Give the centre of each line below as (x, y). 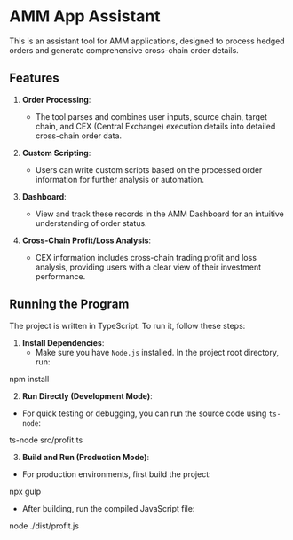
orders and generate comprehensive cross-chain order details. (124, 50)
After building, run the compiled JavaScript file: (108, 508)
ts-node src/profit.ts (46, 440)
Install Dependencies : (63, 342)
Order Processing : (56, 99)
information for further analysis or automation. (119, 179)
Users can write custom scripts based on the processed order (149, 169)
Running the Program (69, 305)
